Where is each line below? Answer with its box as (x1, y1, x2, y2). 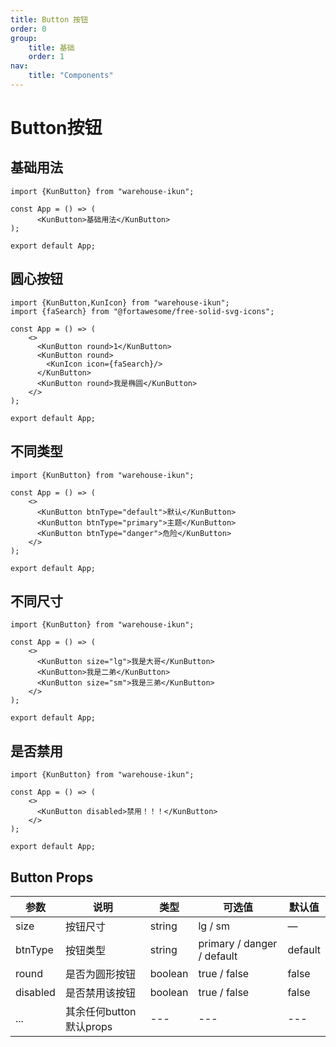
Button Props (10, 869, 94, 886)
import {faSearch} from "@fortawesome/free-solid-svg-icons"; (10, 306, 275, 316)
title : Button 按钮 (10, 14, 89, 25)
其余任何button (64, 1004, 137, 1018)
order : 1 (28, 52, 65, 62)
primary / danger (198, 936, 278, 950)
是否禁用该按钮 (64, 986, 136, 1000)
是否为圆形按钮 (64, 967, 136, 981)
